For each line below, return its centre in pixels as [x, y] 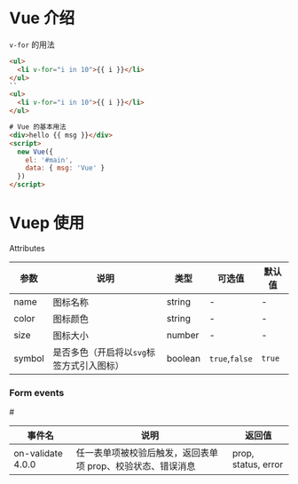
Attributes [27, 248]
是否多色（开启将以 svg [100, 352]
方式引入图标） [93, 365]
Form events [37, 393]
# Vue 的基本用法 [38, 127]
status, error [258, 464]
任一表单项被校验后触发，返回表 [143, 453]
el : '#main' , [49, 160]
